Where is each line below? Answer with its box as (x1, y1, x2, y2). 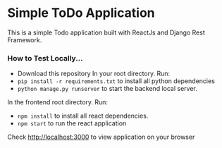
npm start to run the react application (17, 119, 127, 128)
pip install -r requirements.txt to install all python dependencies (17, 77, 215, 85)
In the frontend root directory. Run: (7, 98, 108, 106)
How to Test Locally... (7, 53, 83, 63)
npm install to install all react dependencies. (17, 111, 149, 121)
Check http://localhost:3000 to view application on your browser (7, 132, 195, 142)
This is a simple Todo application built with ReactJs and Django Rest (7, 28, 206, 37)
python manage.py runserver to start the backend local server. (17, 85, 197, 93)
